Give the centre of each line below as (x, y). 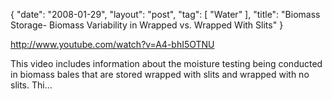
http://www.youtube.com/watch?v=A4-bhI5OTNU (112, 44)
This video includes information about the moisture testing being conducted (166, 63)
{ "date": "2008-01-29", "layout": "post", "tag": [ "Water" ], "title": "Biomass (165, 14)
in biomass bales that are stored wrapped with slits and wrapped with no (160, 74)
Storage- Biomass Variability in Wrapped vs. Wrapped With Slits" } (147, 25)
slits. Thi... (31, 85)
